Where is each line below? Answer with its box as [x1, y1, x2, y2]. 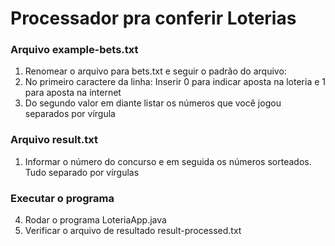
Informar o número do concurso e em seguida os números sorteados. [24, 155, 312, 167]
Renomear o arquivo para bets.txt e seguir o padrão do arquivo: [24, 65, 287, 77]
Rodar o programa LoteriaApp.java [24, 214, 167, 226]
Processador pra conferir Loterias [10, 7, 297, 30]
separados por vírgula [24, 108, 116, 120]
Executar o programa [10, 191, 115, 205]
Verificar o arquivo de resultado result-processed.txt [24, 225, 242, 237]
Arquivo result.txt [10, 133, 99, 147]
